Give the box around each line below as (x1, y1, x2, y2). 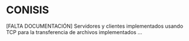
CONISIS (6, 3, 49, 17)
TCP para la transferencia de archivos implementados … (6, 28, 142, 35)
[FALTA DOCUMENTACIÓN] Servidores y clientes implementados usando (6, 23, 184, 29)
